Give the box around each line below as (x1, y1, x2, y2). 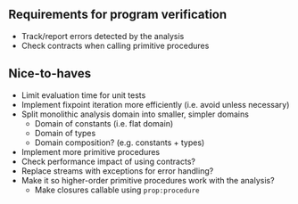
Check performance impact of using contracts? (21, 156, 195, 167)
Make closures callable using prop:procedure (34, 184, 200, 195)
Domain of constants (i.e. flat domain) (34, 118, 174, 128)
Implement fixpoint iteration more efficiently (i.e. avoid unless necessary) (21, 99, 290, 110)
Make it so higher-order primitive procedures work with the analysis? (21, 175, 275, 185)
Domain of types (34, 127, 96, 138)
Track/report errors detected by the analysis (21, 30, 185, 41)
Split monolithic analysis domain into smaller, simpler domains (21, 109, 249, 119)
